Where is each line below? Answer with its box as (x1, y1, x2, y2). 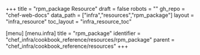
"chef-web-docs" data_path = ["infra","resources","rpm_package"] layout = (5, 11, 195, 19)
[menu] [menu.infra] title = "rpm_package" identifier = (5, 30, 141, 37)
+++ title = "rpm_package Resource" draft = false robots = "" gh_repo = (5, 5, 185, 12)
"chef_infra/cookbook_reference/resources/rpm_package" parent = (5, 36, 175, 43)
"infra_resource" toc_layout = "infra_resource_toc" (5, 18, 132, 25)
